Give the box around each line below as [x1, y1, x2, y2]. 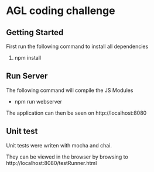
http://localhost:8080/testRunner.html [6, 159, 97, 166]
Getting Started [6, 27, 64, 37]
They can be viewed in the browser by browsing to [6, 153, 129, 160]
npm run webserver [14, 98, 63, 105]
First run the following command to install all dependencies [6, 43, 149, 50]
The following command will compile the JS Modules [6, 87, 134, 94]
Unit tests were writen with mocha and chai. [6, 142, 112, 149]
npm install [14, 54, 42, 61]
